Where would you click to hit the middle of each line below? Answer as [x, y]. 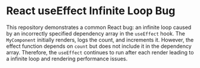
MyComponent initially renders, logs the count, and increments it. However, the [100, 40]
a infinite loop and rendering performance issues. [67, 59]
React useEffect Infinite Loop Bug [91, 11]
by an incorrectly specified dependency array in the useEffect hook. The [96, 33]
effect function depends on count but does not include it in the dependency [99, 46]
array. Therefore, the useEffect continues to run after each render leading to [100, 52]
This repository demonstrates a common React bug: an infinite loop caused [99, 27]
